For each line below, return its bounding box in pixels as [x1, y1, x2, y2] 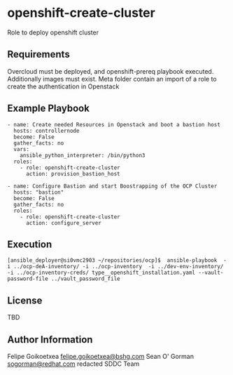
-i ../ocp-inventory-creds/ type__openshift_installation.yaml [7, 269, 196, 277]
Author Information [7, 334, 93, 346]
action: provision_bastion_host [25, 170, 120, 177]
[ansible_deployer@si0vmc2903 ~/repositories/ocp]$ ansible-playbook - [7, 257, 227, 264]
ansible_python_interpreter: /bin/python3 [20, 152, 146, 159]
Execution [7, 238, 52, 250]
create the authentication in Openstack [7, 82, 120, 91]
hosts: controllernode [13, 127, 80, 134]
